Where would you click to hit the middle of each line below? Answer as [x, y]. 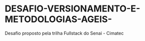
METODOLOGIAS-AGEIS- [58, 19]
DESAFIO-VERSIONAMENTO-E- [72, 9]
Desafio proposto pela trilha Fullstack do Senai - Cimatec [64, 33]
